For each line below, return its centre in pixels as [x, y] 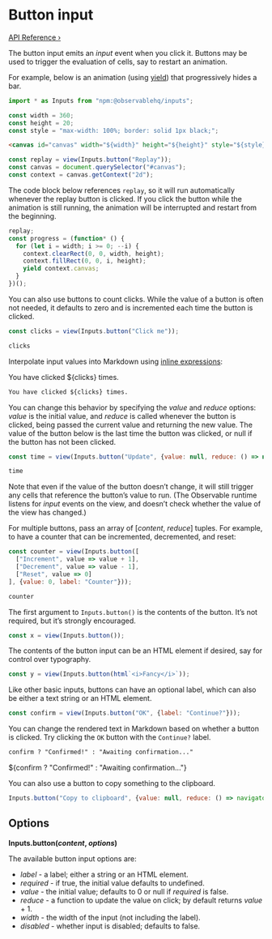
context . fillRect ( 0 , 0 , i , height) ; [85, 261]
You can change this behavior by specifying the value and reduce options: [132, 408]
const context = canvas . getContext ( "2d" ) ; [81, 175]
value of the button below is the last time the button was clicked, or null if [130, 433]
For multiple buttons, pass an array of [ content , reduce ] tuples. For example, [136, 528]
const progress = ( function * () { [67, 238]
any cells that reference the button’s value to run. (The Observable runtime [133, 495]
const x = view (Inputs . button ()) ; [67, 635]
